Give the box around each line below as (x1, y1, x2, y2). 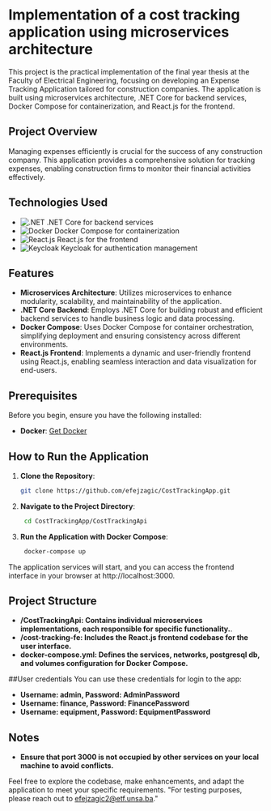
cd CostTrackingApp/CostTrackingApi (23, 517, 148, 525)
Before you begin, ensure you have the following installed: (8, 411, 202, 420)
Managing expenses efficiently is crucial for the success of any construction (8, 146, 263, 156)
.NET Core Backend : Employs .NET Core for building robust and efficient (19, 305, 263, 315)
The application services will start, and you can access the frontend (8, 561, 235, 572)
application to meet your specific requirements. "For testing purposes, (8, 785, 243, 795)
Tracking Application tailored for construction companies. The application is (8, 83, 261, 94)
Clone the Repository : (19, 472, 95, 480)
